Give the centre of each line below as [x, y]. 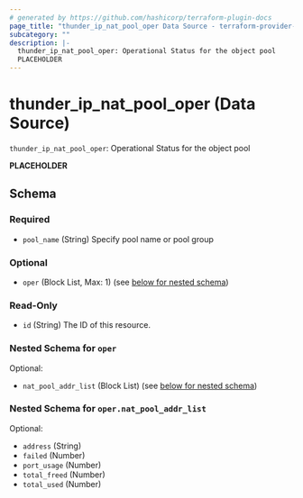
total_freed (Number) [64, 475]
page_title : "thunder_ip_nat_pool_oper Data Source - [113, 26]
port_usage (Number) [62, 465]
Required [30, 220]
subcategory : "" [40, 34]
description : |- [40, 43]
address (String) [52, 446]
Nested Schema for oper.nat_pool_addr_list [108, 409]
